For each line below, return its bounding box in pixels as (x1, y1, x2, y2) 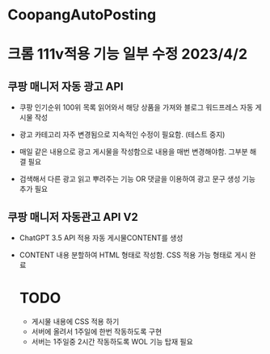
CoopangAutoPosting (7, 6, 157, 24)
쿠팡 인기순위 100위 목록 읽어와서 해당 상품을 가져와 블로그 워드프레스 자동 (19, 102, 254, 112)
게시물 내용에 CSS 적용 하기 (31, 316, 120, 326)
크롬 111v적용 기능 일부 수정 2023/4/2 (7, 45, 248, 64)
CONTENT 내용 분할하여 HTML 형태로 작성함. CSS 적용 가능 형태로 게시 (19, 250, 248, 260)
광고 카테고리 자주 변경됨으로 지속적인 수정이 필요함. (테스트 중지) (19, 130, 226, 140)
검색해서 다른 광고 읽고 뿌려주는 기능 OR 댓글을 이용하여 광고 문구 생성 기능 (19, 174, 256, 184)
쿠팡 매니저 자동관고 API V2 (7, 210, 138, 223)
